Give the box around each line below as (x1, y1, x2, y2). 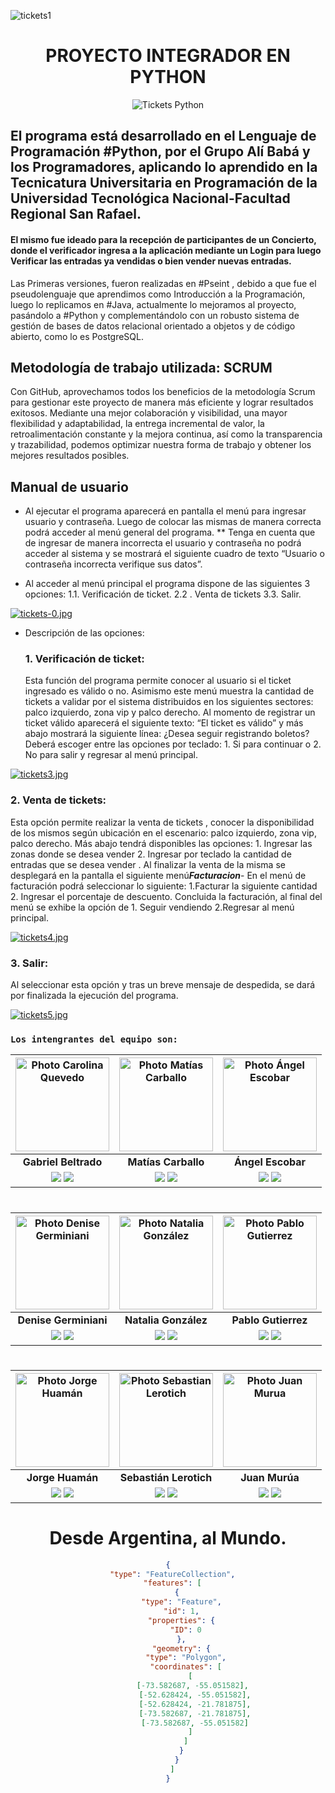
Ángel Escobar (233, 1155, 307, 1169)
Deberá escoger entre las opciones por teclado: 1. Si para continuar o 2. (24, 738, 322, 750)
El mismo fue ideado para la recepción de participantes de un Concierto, (10, 233, 317, 245)
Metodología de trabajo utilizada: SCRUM (10, 359, 273, 376)
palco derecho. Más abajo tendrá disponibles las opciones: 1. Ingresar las (10, 837, 313, 849)
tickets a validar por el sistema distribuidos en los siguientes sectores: (24, 696, 314, 708)
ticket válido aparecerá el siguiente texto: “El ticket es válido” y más (24, 717, 304, 729)
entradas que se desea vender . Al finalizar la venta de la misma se (10, 858, 286, 870)
